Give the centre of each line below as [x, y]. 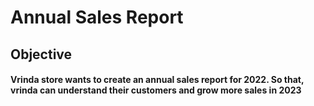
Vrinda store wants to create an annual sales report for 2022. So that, [157, 80]
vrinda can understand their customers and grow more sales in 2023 [156, 90]
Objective [41, 54]
